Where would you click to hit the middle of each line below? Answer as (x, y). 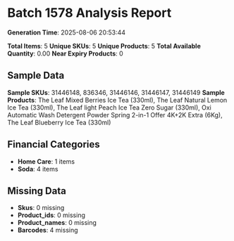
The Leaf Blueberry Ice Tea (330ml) (59, 122)
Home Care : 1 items (46, 161)
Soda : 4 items (38, 169)
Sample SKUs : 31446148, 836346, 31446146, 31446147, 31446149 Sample (116, 92)
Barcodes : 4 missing (48, 230)
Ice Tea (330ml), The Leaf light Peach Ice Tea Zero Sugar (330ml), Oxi (109, 108)
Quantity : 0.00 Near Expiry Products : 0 (65, 53)
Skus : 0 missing (41, 208)
